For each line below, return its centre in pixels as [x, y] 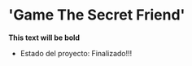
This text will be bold [44, 37]
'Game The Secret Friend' [97, 15]
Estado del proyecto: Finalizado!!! [76, 53]
